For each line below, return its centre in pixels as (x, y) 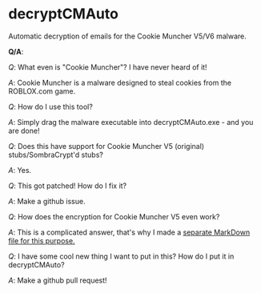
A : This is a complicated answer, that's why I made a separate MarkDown (129, 232)
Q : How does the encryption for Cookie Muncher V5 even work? (114, 216)
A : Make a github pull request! (58, 280)
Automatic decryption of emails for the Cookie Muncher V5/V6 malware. (127, 36)
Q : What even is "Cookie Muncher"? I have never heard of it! (108, 67)
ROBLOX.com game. (42, 91)
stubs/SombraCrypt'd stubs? (56, 155)
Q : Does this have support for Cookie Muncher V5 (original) (106, 146)
